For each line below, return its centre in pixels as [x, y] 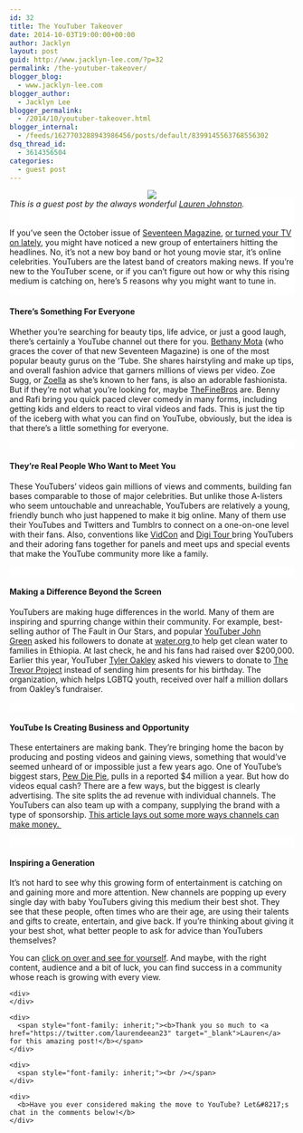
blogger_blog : [36, 77]
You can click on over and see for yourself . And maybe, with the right [138, 958]
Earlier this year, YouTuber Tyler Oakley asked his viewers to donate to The [149, 660]
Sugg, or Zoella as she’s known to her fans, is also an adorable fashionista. [148, 379]
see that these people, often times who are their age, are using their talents [149, 912]
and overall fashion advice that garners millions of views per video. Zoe [142, 370]
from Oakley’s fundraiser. [56, 688]
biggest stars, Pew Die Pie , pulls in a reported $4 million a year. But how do [149, 776]
